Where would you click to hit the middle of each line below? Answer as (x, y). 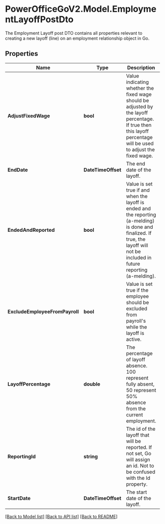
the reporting (141, 215)
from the (136, 409)
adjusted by (139, 107)
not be (133, 251)
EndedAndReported (31, 230)
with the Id (138, 478)
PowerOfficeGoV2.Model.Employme (81, 9)
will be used (140, 143)
